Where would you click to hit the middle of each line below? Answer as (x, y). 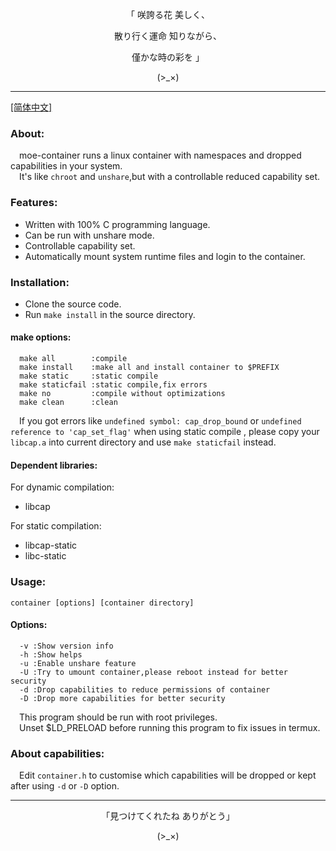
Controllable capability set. (80, 245)
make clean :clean (68, 403)
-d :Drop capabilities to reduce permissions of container (145, 689)
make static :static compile (89, 376)
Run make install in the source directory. (110, 314)
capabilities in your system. (66, 166)
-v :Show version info (66, 646)
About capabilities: (57, 753)
